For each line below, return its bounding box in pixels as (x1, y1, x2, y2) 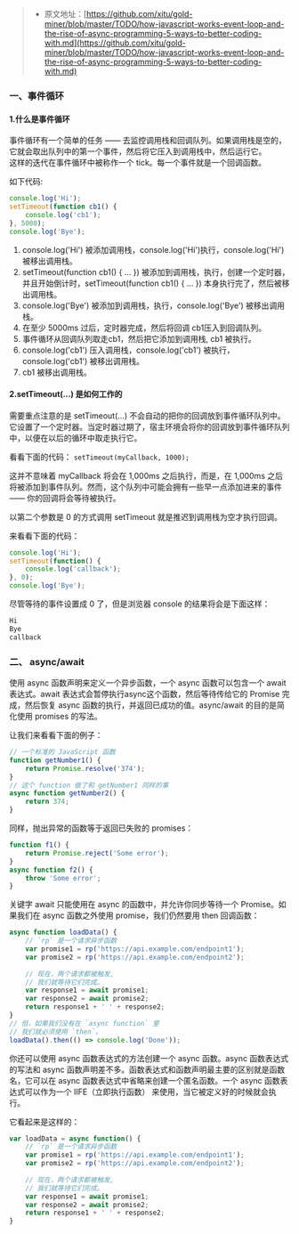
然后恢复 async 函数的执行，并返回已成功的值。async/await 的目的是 (24, 700, 278, 710)
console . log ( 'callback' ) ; (25, 564, 122, 573)
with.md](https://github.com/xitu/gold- (44, 37, 187, 48)
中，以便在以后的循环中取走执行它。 (9, 432, 142, 443)
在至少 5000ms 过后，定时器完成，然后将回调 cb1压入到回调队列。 (21, 322, 267, 333)
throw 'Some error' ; (25, 873, 101, 882)
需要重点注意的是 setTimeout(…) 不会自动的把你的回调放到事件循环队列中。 (9, 410, 286, 421)
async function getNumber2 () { (9, 789, 125, 798)
